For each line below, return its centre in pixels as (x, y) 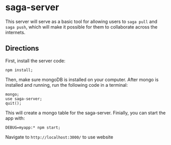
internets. (15, 32)
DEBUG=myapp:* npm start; (33, 127)
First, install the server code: (35, 61)
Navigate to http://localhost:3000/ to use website (59, 137)
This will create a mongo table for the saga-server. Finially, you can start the (85, 113)
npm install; (19, 70)
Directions (22, 48)
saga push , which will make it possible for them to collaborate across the (81, 27)
